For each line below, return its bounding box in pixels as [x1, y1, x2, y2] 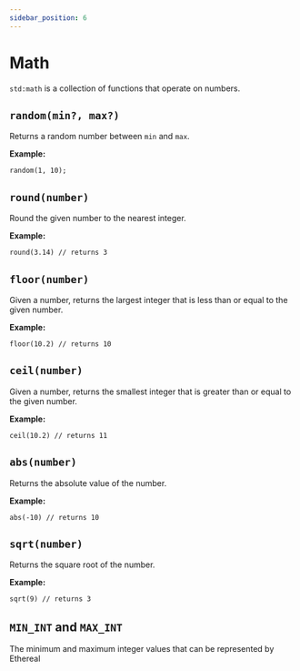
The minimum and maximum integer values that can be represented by [9, 644, 275, 655]
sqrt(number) [9, 538, 84, 551]
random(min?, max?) [9, 108, 120, 122]
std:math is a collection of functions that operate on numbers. [9, 83, 241, 94]
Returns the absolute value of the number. [9, 477, 167, 488]
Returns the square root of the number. [9, 559, 155, 570]
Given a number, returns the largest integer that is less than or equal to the [9, 295, 288, 305]
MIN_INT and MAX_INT [9, 619, 123, 635]
